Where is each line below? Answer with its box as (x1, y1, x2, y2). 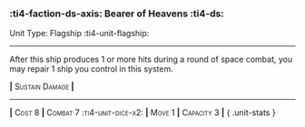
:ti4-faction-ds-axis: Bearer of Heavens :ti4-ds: (9, 7, 224, 20)
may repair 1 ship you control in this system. (9, 63, 174, 74)
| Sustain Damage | (9, 81, 74, 93)
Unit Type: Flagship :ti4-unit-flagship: (9, 28, 150, 39)
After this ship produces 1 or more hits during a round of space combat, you (9, 54, 293, 65)
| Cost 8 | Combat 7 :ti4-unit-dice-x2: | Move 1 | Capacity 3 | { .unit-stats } (9, 107, 276, 118)
